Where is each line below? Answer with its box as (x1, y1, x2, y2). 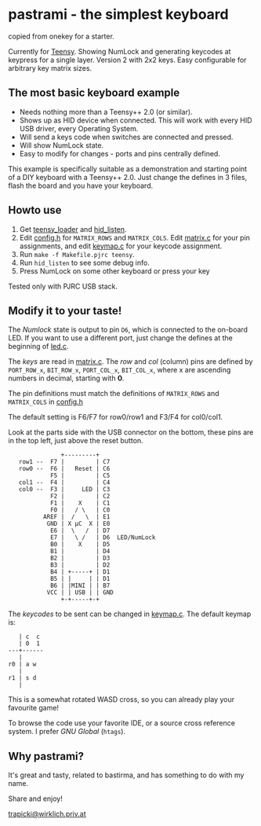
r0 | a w (8, 660, 37, 669)
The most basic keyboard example (8, 86, 180, 100)
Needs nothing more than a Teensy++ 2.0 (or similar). (19, 107, 194, 116)
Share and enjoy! (8, 794, 63, 803)
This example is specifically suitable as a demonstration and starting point (8, 163, 248, 174)
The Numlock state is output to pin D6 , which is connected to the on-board (8, 325, 248, 335)
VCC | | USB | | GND (46, 589, 114, 597)
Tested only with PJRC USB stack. (8, 281, 118, 291)
